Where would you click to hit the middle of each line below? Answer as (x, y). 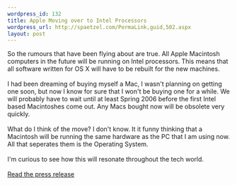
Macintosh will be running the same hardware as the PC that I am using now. (118, 137)
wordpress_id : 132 (34, 14)
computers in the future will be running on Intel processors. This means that (118, 62)
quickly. (19, 114)
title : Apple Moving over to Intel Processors (77, 21)
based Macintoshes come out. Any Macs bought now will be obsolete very (116, 106)
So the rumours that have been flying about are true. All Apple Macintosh (114, 54)
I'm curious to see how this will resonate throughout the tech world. (105, 159)
